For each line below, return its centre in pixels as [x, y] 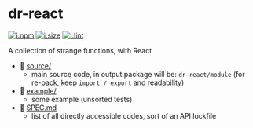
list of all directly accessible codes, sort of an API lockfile [124, 115]
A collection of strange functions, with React [80, 50]
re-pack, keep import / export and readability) [108, 82]
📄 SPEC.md [38, 108]
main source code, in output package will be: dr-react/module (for [138, 74]
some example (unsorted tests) [82, 99]
